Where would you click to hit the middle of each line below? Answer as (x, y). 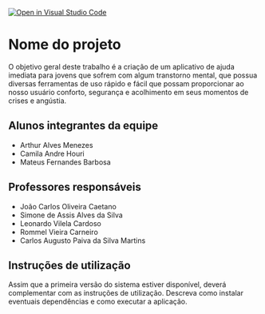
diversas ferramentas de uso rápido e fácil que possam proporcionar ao (127, 83)
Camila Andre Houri (52, 153)
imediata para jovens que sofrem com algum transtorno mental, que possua (133, 75)
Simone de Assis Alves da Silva (71, 215)
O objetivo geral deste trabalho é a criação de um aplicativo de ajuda (121, 66)
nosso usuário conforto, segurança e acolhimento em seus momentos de (129, 92)
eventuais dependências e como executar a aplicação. (98, 302)
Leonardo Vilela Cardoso (61, 223)
